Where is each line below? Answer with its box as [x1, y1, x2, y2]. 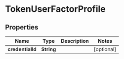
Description [61, 38, 89, 44]
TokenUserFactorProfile [5, 3, 106, 15]
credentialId [7, 46, 37, 53]
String [41, 46, 56, 53]
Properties [5, 23, 39, 31]
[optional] [93, 46, 117, 53]
